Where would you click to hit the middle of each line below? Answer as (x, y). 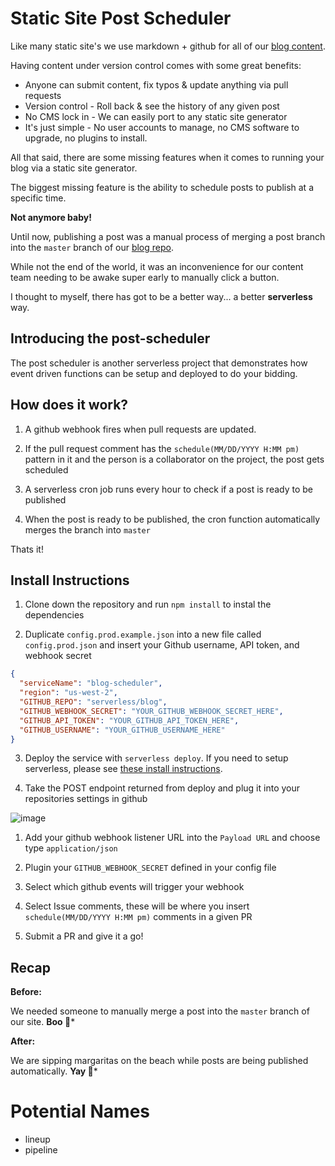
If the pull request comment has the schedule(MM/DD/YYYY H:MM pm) (162, 448)
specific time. (38, 198)
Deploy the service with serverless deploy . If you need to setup (156, 758)
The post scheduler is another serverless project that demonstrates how (159, 363)
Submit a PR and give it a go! (84, 936)
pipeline (41, 1150)
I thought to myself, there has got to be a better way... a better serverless (161, 296)
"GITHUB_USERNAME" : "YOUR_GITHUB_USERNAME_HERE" (122, 730)
